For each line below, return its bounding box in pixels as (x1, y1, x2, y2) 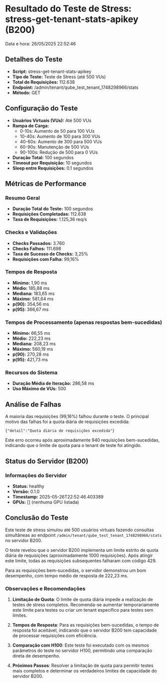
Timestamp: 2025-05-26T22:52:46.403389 (12, 493, 104, 499)
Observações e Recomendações (5, 585, 86, 592)
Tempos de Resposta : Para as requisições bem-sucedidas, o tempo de (12, 622, 159, 628)
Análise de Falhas (5, 400, 61, 409)
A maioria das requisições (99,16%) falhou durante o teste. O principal (5, 414, 149, 420)
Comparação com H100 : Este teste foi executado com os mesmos (12, 642, 150, 649)
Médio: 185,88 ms (12, 285, 50, 291)
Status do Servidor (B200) (5, 457, 89, 465)
